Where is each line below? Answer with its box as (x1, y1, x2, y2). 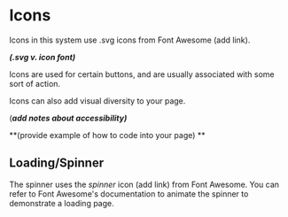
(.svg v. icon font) (9, 51, 76, 62)
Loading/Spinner (9, 156, 105, 171)
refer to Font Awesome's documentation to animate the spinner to (9, 188, 249, 199)
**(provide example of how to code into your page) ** (9, 129, 206, 140)
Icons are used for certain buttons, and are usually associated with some (9, 68, 275, 80)
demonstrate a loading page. (9, 198, 114, 208)
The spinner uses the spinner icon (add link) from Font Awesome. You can (9, 179, 280, 190)
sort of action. (9, 78, 60, 89)
